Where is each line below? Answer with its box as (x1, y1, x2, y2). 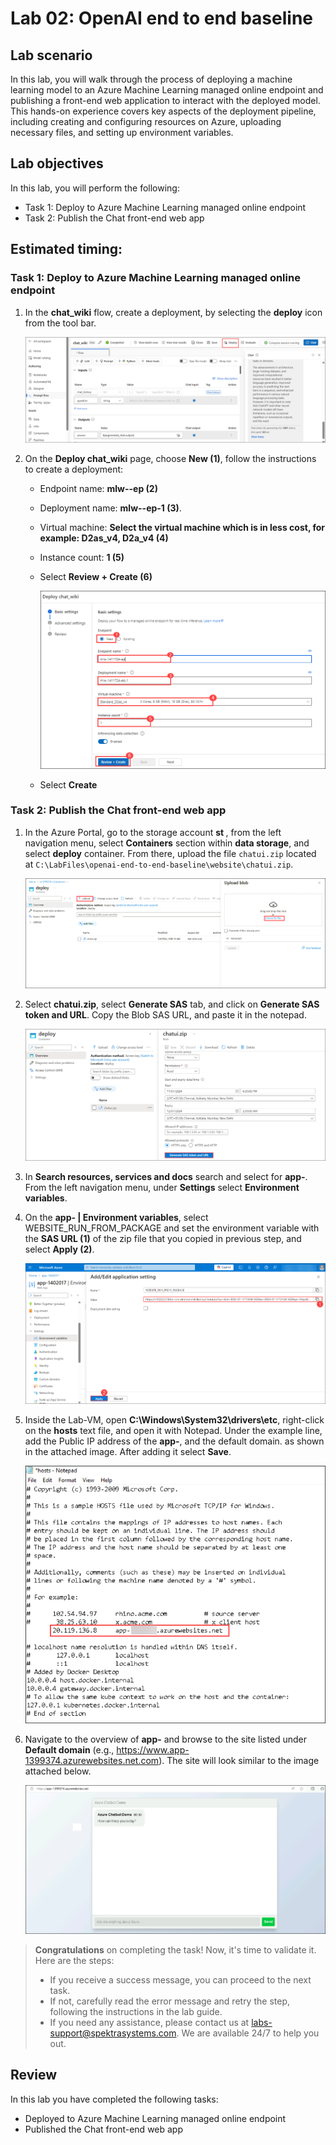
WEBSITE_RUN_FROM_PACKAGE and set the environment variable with (24, 1222, 320, 1234)
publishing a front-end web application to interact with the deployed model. (10, 95, 321, 106)
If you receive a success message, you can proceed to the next (49, 1973, 312, 1986)
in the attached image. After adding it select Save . (24, 1445, 232, 1457)
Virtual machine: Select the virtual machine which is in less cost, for (39, 522, 326, 534)
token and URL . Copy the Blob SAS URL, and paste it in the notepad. (24, 1008, 307, 1021)
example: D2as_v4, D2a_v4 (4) (39, 532, 169, 544)
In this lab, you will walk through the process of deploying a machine (10, 73, 293, 85)
